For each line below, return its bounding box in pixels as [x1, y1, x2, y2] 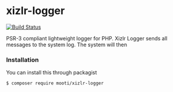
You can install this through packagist [6, 69, 97, 76]
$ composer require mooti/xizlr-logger [6, 80, 104, 86]
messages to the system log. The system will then [6, 41, 128, 48]
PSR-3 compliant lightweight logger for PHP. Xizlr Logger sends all [6, 35, 168, 42]
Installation [6, 56, 39, 64]
